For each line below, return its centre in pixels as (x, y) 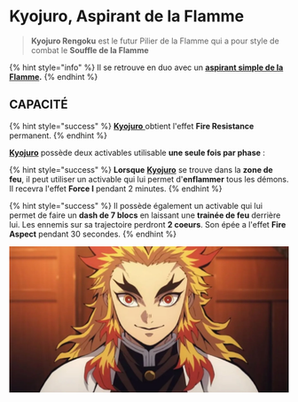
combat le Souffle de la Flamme (90, 50)
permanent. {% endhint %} (59, 135)
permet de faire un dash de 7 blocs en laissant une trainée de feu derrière (145, 215)
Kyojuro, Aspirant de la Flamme (127, 16)
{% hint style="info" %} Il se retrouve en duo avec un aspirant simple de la (146, 67)
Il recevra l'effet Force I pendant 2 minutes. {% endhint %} (116, 189)
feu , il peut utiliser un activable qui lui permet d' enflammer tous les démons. (149, 179)
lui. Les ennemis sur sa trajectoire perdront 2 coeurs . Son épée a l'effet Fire (148, 224)
